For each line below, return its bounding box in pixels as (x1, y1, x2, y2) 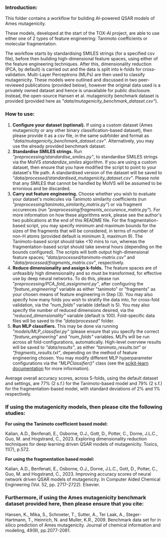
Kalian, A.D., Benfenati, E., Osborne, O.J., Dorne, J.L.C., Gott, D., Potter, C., (5, 465, 158, 472)
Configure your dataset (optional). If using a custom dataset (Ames (12, 122, 153, 128)
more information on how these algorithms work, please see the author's (12, 212, 162, 218)
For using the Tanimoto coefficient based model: (5, 420, 108, 427)
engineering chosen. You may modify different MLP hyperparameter (12, 355, 153, 361)
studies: (5, 409, 26, 416)
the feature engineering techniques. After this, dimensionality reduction (5, 61, 152, 67)
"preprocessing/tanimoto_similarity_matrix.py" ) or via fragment (12, 201, 143, 207)
